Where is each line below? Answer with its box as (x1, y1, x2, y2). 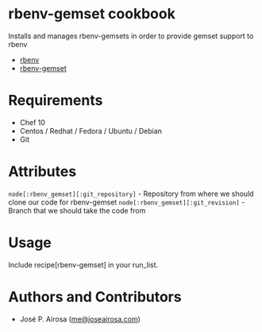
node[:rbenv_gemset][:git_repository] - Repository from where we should (8, 189, 254, 198)
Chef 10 (19, 117, 46, 127)
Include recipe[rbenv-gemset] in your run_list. (8, 260, 159, 269)
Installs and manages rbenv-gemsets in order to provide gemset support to (8, 31, 254, 41)
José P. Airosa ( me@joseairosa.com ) (19, 314, 141, 323)
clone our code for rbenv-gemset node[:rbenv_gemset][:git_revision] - (8, 197, 245, 207)
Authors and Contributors (8, 287, 182, 306)
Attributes (8, 162, 77, 181)
